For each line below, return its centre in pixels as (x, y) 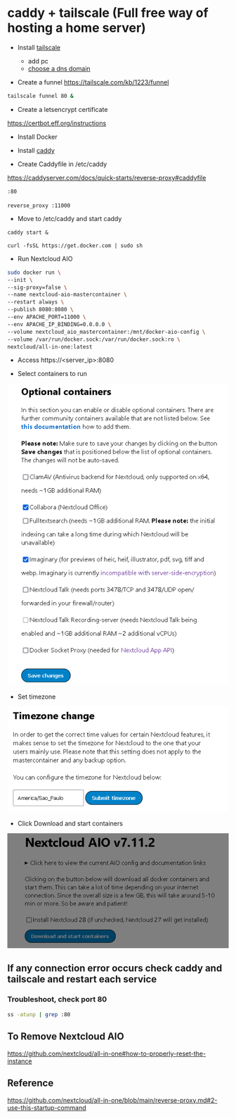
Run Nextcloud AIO (45, 258)
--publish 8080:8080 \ (40, 310)
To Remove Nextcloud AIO (66, 1037)
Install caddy (36, 150)
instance (20, 1061)
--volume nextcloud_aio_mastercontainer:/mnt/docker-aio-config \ (106, 332)
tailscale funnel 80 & (40, 96)
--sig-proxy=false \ (38, 287)
